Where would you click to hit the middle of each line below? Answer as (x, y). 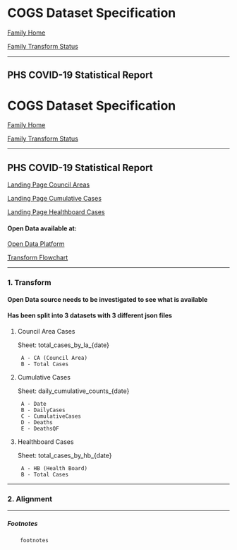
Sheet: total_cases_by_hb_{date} (65, 455)
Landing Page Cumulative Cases (55, 199)
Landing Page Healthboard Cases (56, 212)
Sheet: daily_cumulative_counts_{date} (73, 391)
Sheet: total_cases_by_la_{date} (63, 345)
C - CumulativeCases (51, 416)
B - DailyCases (43, 410)
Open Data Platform (36, 244)
